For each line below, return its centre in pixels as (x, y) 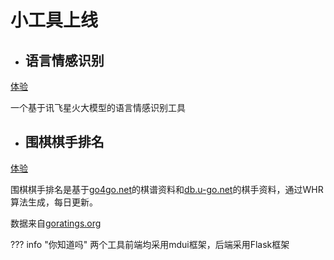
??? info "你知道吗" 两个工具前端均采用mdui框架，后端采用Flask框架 (150, 244)
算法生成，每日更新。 (54, 202)
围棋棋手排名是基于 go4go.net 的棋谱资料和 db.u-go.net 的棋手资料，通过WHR (167, 189)
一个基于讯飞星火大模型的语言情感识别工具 (98, 107)
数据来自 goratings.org (56, 223)
